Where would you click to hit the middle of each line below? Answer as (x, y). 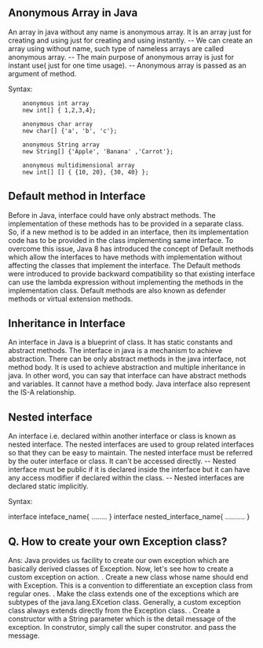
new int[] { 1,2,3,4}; (59, 110)
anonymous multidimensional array (79, 165)
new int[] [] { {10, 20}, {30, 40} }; (86, 172)
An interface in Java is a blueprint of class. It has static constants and (121, 342)
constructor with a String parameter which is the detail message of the (122, 619)
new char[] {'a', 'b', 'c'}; (70, 131)
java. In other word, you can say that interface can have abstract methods (128, 376)
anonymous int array (56, 103)
